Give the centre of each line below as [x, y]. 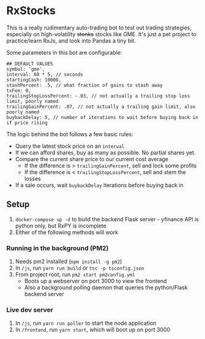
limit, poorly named [33, 101]
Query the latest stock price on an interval [70, 146]
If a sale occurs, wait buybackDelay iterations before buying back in [99, 185]
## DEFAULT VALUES [30, 64]
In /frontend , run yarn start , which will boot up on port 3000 [92, 330]
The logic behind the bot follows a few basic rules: [70, 134]
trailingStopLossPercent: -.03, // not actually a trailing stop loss [98, 96]
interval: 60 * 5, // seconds [45, 74]
